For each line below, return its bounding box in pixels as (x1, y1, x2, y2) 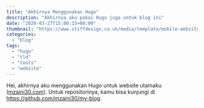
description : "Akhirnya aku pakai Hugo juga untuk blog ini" (6, 15, 165, 21)
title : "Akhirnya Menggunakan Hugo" (6, 8, 99, 15)
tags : (6, 43, 20, 49)
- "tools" (12, 59, 36, 66)
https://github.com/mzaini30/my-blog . (6, 95, 102, 102)
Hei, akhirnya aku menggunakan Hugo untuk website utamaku (6, 82, 162, 89)
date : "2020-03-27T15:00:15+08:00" (6, 20, 97, 26)
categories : (6, 32, 36, 38)
